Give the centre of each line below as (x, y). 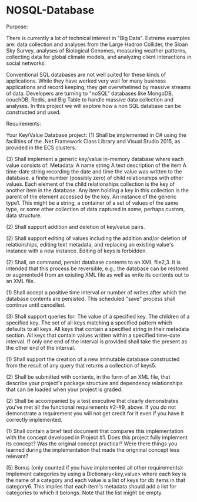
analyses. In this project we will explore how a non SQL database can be (94, 106)
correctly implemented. (34, 419)
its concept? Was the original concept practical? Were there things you (92, 444)
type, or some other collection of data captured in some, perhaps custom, (96, 209)
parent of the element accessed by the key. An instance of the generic (91, 196)
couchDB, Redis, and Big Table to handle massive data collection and (90, 99)
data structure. (24, 215)
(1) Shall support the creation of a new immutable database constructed (93, 359)
